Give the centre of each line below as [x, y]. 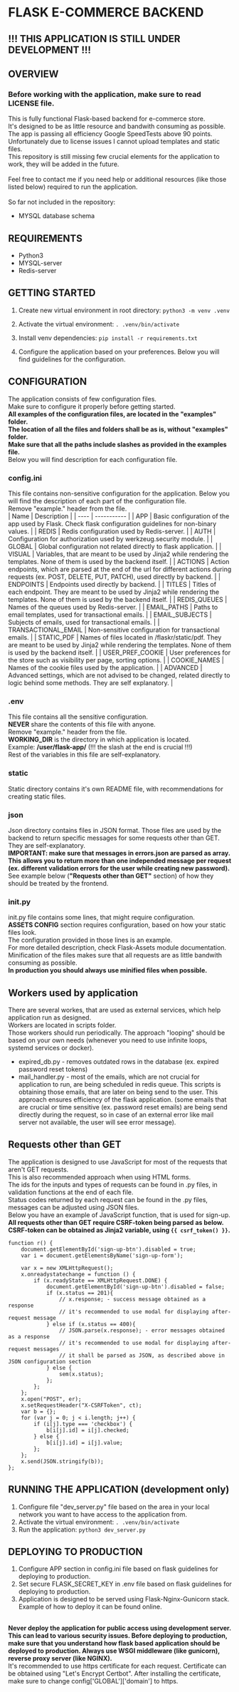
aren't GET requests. [38, 1169]
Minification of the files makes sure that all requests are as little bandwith [115, 955]
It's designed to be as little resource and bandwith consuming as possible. [117, 126]
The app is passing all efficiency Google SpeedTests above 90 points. [110, 134]
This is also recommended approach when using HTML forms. [100, 1176]
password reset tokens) [53, 1069]
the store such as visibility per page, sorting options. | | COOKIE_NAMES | [116, 660]
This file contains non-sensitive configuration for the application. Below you [119, 493]
